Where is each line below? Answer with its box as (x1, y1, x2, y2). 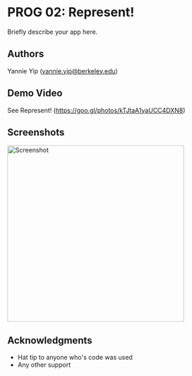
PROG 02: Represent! (7, 4, 135, 20)
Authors (7, 48, 44, 60)
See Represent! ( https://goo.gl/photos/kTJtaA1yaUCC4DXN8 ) (7, 106, 186, 114)
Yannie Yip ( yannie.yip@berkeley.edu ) (7, 66, 119, 75)
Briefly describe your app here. (7, 28, 98, 36)
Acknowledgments (7, 334, 93, 346)
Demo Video (7, 87, 63, 99)
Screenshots (7, 126, 65, 138)
